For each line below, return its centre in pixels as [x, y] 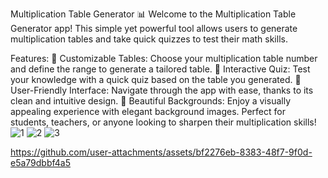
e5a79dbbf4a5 [41, 162]
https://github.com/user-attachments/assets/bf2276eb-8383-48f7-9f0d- [161, 152]
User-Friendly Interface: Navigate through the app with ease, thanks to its [162, 90]
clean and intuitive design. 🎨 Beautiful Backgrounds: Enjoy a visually [150, 101]
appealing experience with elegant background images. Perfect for [148, 111]
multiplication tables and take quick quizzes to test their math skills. [149, 39]
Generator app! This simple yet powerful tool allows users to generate [154, 28]
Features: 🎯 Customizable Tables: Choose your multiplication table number [164, 58]
